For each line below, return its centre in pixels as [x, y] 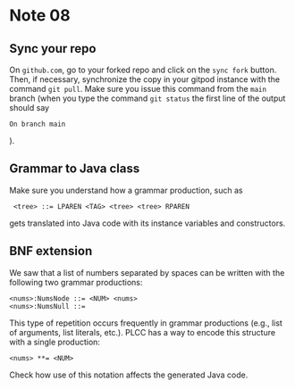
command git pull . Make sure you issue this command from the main [138, 89]
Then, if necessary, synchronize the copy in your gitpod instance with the [144, 79]
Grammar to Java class [75, 169]
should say [29, 108]
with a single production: [55, 342]
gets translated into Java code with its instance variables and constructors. [147, 223]
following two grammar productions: [76, 282]
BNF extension [51, 251]
